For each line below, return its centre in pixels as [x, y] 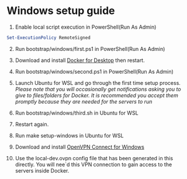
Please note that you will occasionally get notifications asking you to [98, 89]
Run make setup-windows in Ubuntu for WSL [69, 135]
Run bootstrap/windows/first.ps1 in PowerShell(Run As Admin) [90, 49]
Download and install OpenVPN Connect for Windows [80, 147]
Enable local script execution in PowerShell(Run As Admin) [86, 27]
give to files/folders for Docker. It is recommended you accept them [97, 95]
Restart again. [32, 124]
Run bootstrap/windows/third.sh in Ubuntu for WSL [77, 113]
